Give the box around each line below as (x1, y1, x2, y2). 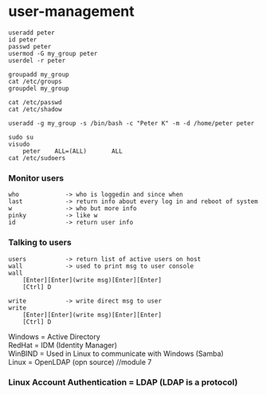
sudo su (8, 133, 34, 141)
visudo (8, 140, 30, 148)
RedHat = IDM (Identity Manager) (8, 340, 118, 350)
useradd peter (8, 29, 56, 37)
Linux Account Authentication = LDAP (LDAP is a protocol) (8, 377, 238, 388)
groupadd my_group (8, 70, 69, 78)
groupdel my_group (8, 84, 69, 92)
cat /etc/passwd (8, 98, 62, 106)
